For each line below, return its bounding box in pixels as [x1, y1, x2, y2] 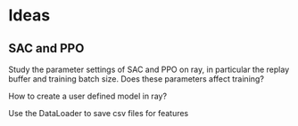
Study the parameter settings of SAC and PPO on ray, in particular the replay [8, 64, 290, 75]
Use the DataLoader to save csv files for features [8, 108, 189, 118]
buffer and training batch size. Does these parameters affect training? [8, 74, 265, 84]
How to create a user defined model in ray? [8, 91, 167, 101]
